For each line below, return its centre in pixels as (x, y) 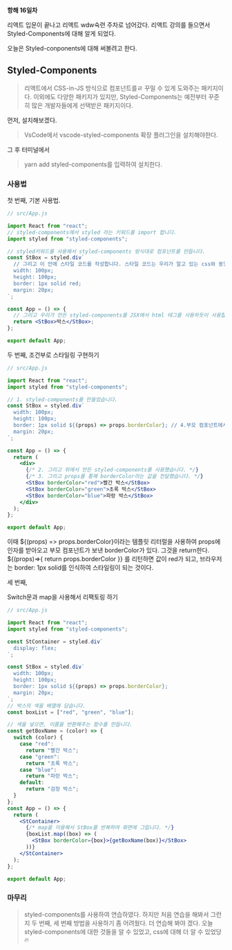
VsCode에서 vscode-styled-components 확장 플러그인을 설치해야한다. (121, 134)
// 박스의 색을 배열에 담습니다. (47, 705)
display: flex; (35, 648)
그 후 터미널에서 (29, 149)
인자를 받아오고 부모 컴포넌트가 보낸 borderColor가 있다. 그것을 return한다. (108, 550)
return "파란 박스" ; (52, 776)
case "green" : (40, 757)
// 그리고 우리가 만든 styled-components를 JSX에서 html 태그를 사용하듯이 (111, 315)
